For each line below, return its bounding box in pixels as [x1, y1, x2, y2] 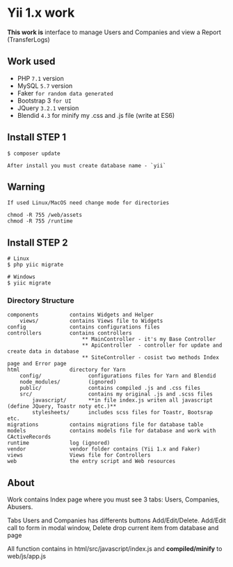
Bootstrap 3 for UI [17, 96, 72, 105]
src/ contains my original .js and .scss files [19, 391, 214, 398]
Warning [7, 181, 45, 192]
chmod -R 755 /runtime [7, 218, 73, 225]
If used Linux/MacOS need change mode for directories [7, 199, 170, 206]
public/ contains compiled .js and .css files [19, 385, 200, 392]
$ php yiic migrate [7, 262, 64, 269]
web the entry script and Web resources [7, 458, 176, 465]
